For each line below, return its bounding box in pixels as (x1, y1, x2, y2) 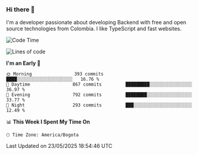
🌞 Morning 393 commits (6, 71, 104, 77)
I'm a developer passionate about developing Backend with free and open (6, 19, 187, 26)
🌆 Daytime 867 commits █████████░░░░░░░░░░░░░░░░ (6, 81, 193, 88)
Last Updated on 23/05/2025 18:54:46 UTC (6, 143, 113, 150)
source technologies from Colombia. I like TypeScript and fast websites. (6, 25, 182, 32)
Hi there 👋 (6, 5, 36, 14)
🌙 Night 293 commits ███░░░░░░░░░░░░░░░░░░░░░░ (6, 102, 193, 109)
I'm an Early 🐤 (6, 59, 41, 67)
